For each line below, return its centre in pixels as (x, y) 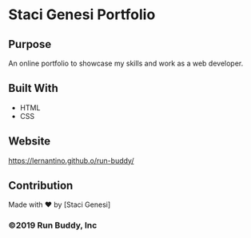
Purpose (30, 44)
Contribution (41, 186)
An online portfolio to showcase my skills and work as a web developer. (126, 63)
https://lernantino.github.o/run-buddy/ (71, 161)
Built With (33, 88)
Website (29, 141)
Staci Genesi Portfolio (82, 15)
